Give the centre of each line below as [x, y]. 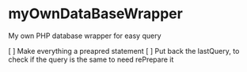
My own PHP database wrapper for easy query [85, 36]
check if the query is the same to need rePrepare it [91, 59]
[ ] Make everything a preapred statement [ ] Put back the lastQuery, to [124, 51]
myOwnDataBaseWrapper [96, 14]
